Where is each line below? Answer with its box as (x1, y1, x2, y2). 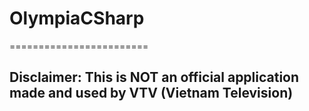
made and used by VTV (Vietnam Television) (9, 85, 294, 102)
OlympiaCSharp (9, 7, 145, 30)
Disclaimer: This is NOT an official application (9, 69, 300, 86)
